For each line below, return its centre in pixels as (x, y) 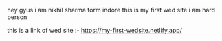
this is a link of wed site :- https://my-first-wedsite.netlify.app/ (95, 30)
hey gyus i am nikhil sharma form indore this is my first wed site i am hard (111, 10)
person (17, 17)
